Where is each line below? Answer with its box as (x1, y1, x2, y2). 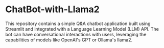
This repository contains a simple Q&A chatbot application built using (5, 20, 151, 27)
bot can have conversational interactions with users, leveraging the (5, 31, 147, 37)
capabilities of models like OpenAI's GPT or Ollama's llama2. (5, 37, 133, 43)
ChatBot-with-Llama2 (5, 4, 100, 15)
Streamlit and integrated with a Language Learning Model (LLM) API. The (5, 26, 159, 32)
